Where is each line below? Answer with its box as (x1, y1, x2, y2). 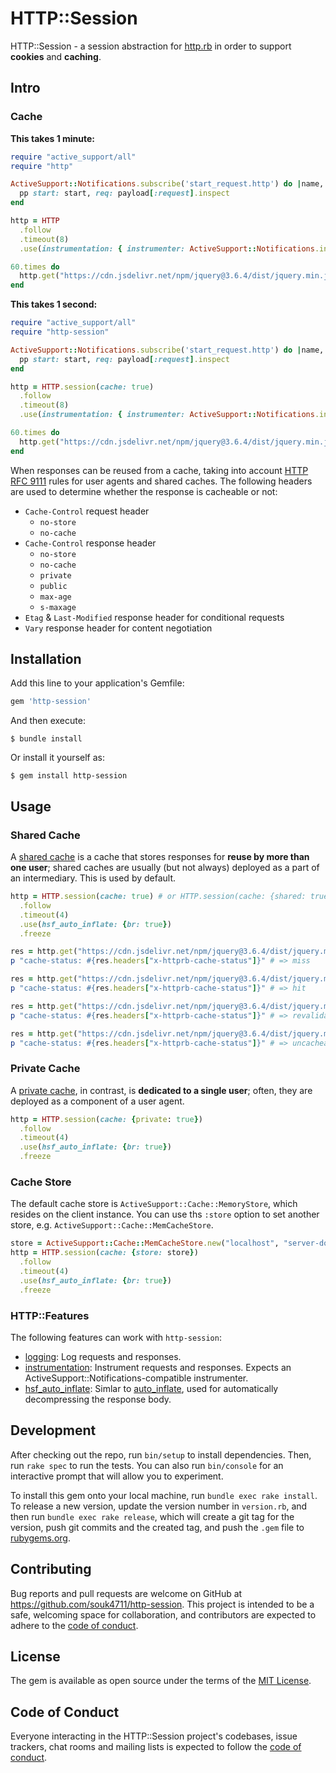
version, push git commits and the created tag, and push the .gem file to (10, 1521, 305, 1533)
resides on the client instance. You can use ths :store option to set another (10, 1208, 320, 1221)
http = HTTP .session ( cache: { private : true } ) (10, 1114, 203, 1124)
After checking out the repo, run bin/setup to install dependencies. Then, (10, 1448, 312, 1461)
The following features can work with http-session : (10, 1331, 222, 1343)
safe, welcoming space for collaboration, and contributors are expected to (10, 1608, 317, 1621)
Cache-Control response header (24, 537, 157, 549)
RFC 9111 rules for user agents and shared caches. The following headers (10, 475, 313, 487)
